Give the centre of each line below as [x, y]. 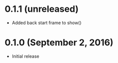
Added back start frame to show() [47, 23]
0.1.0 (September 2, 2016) [59, 43]
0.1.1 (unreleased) [42, 9]
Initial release [25, 56]
